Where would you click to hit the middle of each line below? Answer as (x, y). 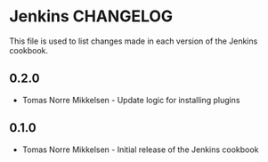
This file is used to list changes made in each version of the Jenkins (134, 41)
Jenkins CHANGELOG (91, 16)
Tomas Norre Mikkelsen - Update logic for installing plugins (131, 100)
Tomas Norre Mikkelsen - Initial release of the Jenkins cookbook (140, 150)
